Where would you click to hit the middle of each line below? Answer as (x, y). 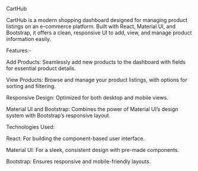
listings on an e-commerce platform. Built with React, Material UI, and (91, 26)
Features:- (19, 50)
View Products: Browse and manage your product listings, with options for (97, 80)
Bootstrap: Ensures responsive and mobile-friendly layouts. (79, 161)
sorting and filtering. (31, 86)
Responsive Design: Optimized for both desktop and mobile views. (87, 98)
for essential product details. (41, 68)
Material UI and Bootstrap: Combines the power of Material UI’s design (92, 109)
